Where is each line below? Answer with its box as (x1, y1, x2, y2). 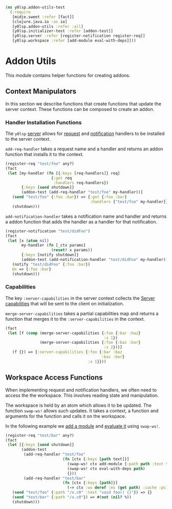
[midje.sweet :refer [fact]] (12, 14, 74, 19)
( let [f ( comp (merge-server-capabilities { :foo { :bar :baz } (7, 330, 141, 336)
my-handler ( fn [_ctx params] (21, 243, 86, 248)
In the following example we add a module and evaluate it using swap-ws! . (5, 423, 160, 429)
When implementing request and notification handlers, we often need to (5, 387, 157, 393)
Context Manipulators (5, 87, 77, 96)
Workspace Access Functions (5, 373, 103, 382)
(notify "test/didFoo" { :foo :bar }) (12, 261, 91, 267)
